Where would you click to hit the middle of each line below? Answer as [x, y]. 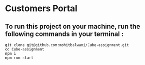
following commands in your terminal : [64, 34]
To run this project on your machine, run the [73, 26]
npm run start [19, 58]
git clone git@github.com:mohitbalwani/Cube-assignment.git [67, 45]
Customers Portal [41, 8]
